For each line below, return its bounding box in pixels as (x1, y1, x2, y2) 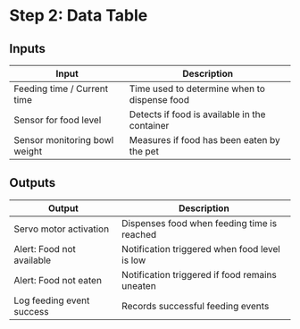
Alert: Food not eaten (13, 274, 103, 286)
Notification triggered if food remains (121, 268, 277, 281)
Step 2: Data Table (9, 5, 148, 26)
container (129, 120, 170, 131)
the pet (129, 145, 159, 157)
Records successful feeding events (121, 299, 270, 312)
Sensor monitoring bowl (13, 134, 114, 146)
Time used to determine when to (129, 82, 266, 95)
